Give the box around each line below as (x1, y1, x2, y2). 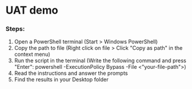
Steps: (5, 25, 25, 33)
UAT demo (5, 4, 58, 17)
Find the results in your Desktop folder (14, 76, 109, 83)
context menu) (14, 51, 51, 58)
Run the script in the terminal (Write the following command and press (14, 57, 187, 64)
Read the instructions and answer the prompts (14, 69, 128, 77)
